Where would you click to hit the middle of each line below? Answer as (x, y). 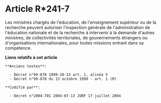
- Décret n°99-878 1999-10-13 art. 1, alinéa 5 (59, 74)
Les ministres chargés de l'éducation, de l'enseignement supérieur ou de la (81, 22)
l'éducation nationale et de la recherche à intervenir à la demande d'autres (80, 32)
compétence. (18, 48)
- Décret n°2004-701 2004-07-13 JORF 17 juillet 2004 (65, 96)
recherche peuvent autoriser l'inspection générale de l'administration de (78, 27)
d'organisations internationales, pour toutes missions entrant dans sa (74, 43)
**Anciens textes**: (26, 66)
